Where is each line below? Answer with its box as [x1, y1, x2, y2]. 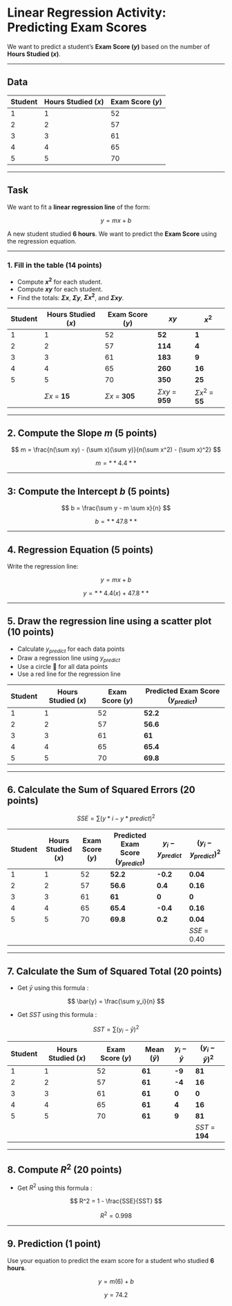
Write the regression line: [7, 562, 79, 570]
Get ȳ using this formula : [17, 984, 89, 992]
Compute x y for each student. [17, 285, 104, 293]
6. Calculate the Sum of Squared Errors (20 [7, 784, 195, 795]
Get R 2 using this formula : [17, 1182, 93, 1192]
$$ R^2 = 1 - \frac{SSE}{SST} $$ [70, 1197, 162, 1205]
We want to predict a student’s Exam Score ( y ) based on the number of [7, 42, 211, 50]
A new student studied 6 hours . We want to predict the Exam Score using [7, 230, 217, 238]
